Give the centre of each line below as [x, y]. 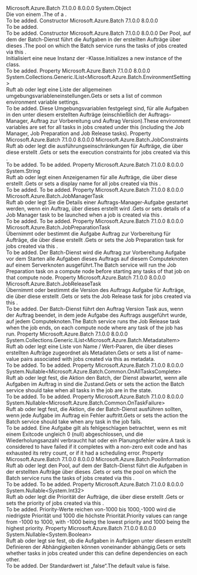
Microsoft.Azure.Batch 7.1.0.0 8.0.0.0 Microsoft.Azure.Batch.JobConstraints [97, 139]
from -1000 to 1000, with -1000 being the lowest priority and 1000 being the [98, 522]
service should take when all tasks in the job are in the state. [79, 390]
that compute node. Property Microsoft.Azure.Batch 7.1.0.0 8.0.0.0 [86, 277]
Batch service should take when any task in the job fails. [74, 422]
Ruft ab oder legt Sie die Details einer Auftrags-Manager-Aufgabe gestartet [97, 202]
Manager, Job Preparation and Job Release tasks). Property [79, 133]
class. [13, 64]
